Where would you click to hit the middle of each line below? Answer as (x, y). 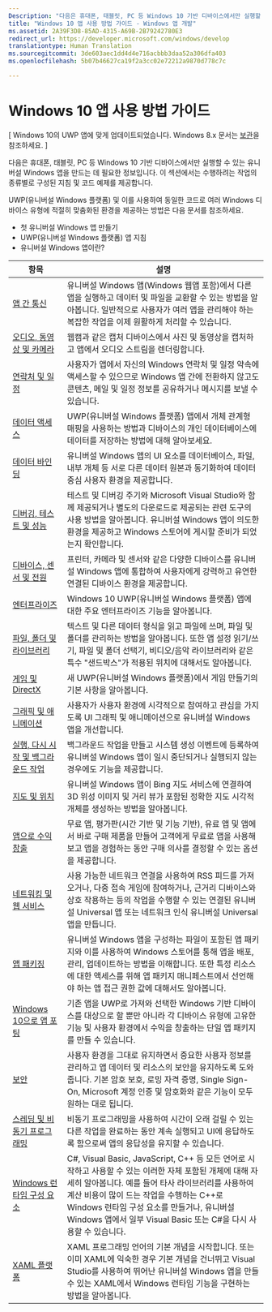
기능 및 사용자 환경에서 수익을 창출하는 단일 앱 (149, 1027)
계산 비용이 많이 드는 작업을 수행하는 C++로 (145, 1195)
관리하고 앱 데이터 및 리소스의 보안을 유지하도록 (152, 1067)
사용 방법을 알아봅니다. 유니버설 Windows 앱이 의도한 (163, 519)
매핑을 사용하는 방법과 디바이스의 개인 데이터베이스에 (162, 428)
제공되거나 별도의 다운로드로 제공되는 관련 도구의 (164, 507)
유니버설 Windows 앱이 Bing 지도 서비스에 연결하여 (159, 784)
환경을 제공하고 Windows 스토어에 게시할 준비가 (153, 531)
